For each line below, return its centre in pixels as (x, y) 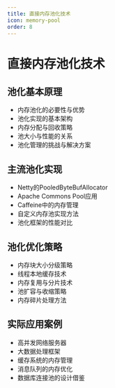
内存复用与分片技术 (45, 282)
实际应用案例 (35, 325)
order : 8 (20, 27)
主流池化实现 (35, 169)
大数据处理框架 (39, 351)
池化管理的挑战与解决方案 (54, 145)
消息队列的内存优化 (45, 368)
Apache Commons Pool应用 (57, 196)
